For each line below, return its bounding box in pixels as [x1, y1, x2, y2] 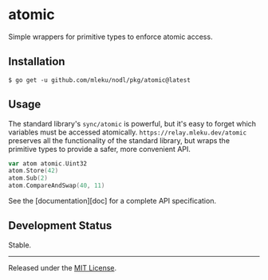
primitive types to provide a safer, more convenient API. [8, 144, 191, 154]
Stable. [8, 240, 32, 250]
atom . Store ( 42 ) [8, 167, 59, 175]
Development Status [8, 219, 112, 232]
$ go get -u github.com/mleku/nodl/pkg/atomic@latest [8, 76, 191, 84]
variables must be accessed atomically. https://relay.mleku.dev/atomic [8, 127, 247, 137]
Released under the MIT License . [8, 262, 117, 272]
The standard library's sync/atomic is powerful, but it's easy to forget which [8, 119, 257, 128]
